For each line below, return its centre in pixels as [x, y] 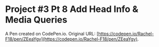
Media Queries [36, 20]
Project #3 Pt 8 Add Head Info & [72, 9]
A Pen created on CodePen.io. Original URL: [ [52, 33]
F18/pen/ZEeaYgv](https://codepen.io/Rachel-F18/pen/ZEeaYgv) [71, 39]
